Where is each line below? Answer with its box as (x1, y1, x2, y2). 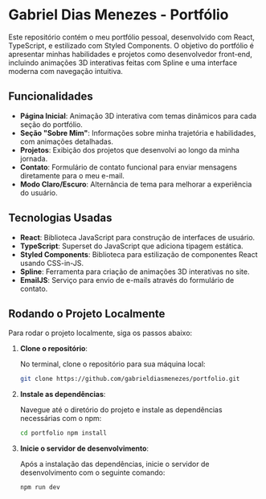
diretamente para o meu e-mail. (19, 170, 125, 180)
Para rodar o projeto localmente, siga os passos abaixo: (8, 328, 193, 338)
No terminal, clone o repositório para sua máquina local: (19, 359, 207, 369)
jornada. (19, 153, 48, 163)
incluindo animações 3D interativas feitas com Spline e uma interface (8, 58, 238, 67)
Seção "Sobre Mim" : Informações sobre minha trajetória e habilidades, (19, 128, 256, 137)
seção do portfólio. (19, 119, 83, 129)
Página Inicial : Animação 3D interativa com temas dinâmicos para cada (19, 111, 257, 121)
